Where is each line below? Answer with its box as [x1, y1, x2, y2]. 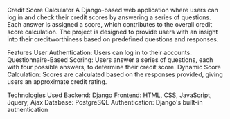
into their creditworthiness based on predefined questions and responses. [7, 35, 219, 43]
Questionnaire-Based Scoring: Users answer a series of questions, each [7, 56, 213, 64]
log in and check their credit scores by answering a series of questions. [7, 13, 211, 21]
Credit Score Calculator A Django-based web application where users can [7, 6, 218, 14]
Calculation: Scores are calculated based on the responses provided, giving [7, 70, 223, 78]
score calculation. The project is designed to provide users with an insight [7, 28, 218, 36]
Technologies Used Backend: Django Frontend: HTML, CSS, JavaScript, [7, 91, 213, 99]
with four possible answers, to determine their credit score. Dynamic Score [7, 63, 222, 71]
